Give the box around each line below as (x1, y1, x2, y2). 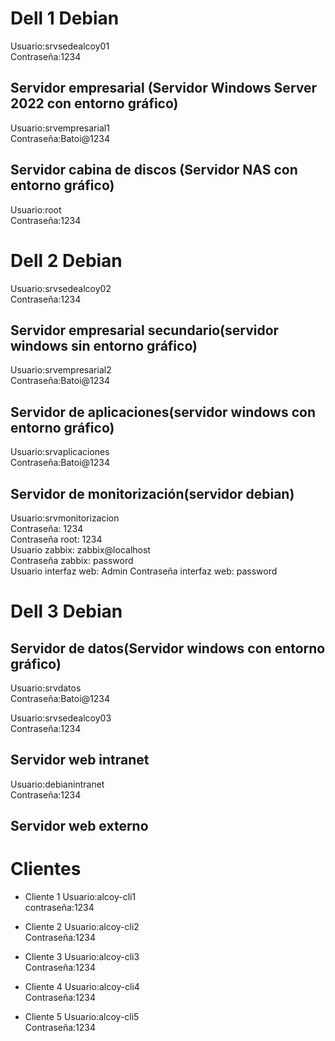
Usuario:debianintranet (10, 778, 105, 790)
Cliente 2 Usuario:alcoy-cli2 (24, 921, 140, 933)
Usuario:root (10, 203, 62, 216)
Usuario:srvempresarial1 (10, 122, 110, 134)
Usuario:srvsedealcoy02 (10, 282, 112, 294)
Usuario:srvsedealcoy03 (10, 712, 112, 724)
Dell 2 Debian (10, 249, 123, 272)
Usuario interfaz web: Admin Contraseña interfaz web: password (10, 565, 278, 577)
